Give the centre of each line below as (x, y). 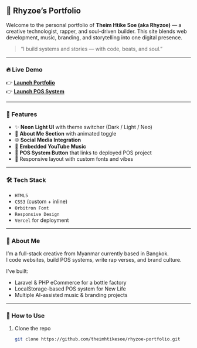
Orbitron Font (32, 208)
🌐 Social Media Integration (48, 140)
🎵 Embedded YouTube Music (50, 147)
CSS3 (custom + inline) (41, 201)
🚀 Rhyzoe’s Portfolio (43, 11)
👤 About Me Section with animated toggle (65, 134)
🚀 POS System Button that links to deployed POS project (83, 153)
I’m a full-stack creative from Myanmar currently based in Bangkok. (87, 254)
